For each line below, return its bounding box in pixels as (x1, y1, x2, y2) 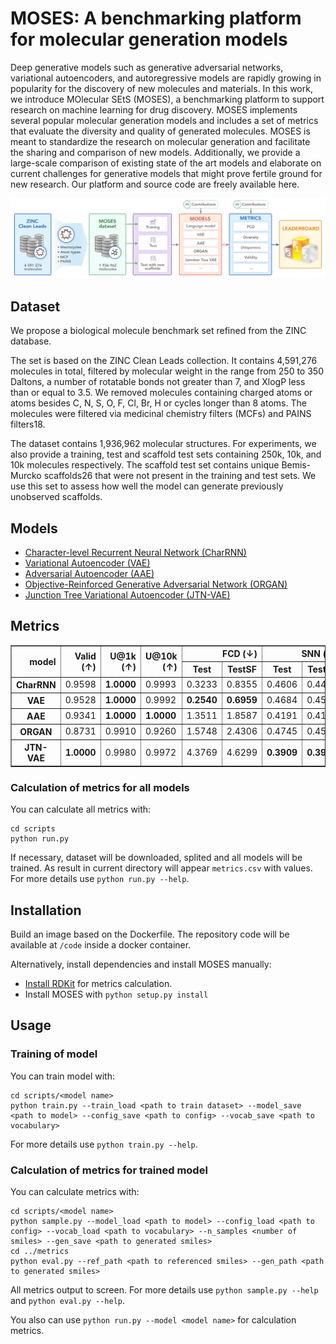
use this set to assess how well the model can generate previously (10, 480, 284, 492)
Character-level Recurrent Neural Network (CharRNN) (24, 547, 247, 559)
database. (10, 335, 52, 347)
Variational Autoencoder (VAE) (24, 557, 151, 569)
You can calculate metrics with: (10, 1185, 140, 1197)
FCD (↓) (221, 648, 258, 660)
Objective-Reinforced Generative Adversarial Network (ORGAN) (24, 578, 288, 591)
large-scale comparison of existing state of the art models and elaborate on (10, 157, 322, 169)
